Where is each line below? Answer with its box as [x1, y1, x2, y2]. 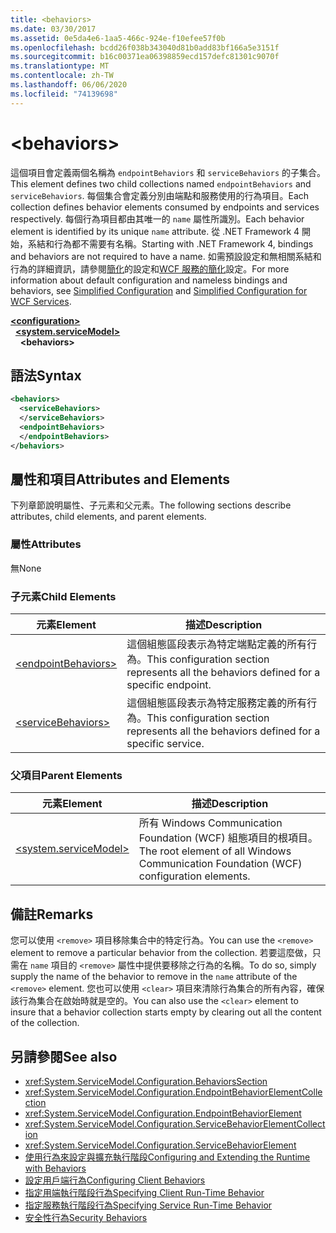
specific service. [126, 737, 205, 751]
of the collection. [10, 1017, 80, 1029]
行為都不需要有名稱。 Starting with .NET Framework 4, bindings [53, 237, 314, 250]
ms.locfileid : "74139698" [10, 89, 118, 99]
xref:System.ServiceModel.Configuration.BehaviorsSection [24, 1075, 268, 1087]
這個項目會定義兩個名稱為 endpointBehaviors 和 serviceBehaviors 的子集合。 [10, 166, 326, 178]
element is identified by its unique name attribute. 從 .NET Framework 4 [10, 225, 300, 237]
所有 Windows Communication [138, 816, 283, 830]
